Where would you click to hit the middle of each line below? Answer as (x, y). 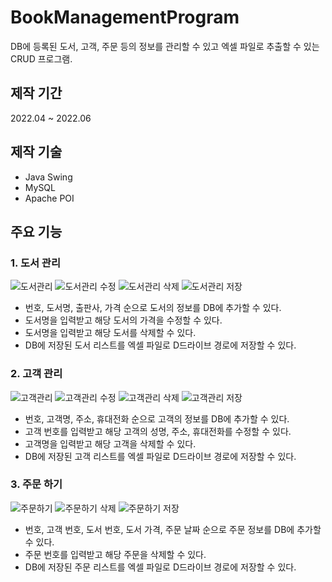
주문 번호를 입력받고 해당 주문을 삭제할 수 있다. (115, 554)
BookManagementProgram (125, 17)
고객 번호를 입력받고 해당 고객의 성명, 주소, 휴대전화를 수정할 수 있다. (158, 431)
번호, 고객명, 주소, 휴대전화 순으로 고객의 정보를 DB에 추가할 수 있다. (157, 418)
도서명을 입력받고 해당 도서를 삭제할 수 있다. (110, 333)
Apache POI (49, 198)
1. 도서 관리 (35, 263)
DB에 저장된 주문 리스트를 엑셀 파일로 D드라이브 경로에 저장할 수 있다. (160, 567)
